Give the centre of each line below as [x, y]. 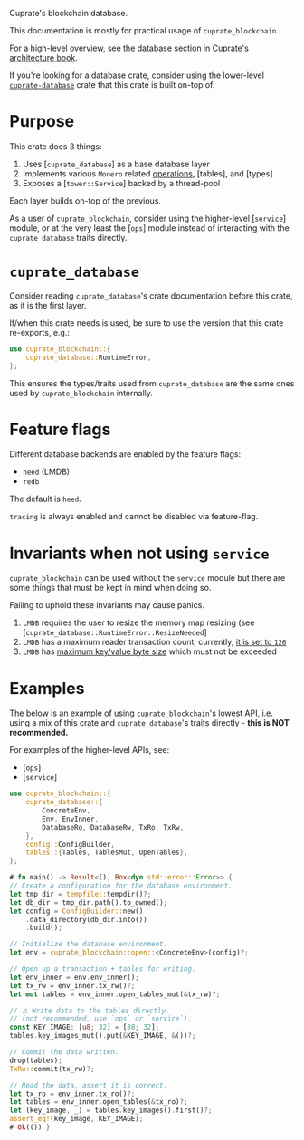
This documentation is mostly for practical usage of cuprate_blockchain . [144, 30]
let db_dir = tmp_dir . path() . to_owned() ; [89, 902]
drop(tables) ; [36, 1060]
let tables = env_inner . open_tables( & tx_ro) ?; [99, 1102]
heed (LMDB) [46, 472]
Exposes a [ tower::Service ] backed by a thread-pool [121, 183]
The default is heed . [45, 499]
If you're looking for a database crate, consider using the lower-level [137, 75]
